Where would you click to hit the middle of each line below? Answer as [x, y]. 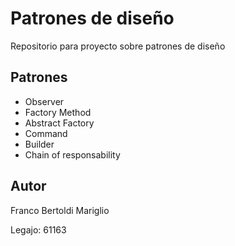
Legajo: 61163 [38, 229]
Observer [44, 101]
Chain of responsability [72, 154]
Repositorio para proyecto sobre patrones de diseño [118, 46]
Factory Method [58, 112]
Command [46, 133]
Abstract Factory [59, 123]
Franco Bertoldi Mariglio [60, 210]
